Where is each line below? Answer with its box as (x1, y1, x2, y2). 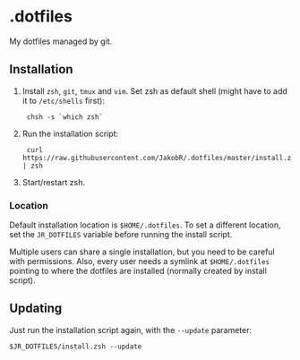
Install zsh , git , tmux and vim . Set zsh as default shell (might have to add (21, 85, 288, 96)
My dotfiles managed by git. (9, 36, 113, 47)
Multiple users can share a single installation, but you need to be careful (9, 246, 275, 257)
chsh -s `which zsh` (26, 112, 103, 122)
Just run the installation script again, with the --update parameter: (9, 324, 253, 335)
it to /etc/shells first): (21, 95, 106, 106)
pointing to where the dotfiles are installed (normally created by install (9, 266, 267, 277)
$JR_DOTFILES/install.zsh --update (9, 342, 142, 351)
